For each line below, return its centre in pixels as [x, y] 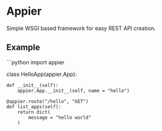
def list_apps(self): [34, 107]
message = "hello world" [60, 118]
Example [23, 47]
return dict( [34, 112]
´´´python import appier [35, 62]
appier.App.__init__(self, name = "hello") [74, 91]
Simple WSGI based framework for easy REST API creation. [81, 28]
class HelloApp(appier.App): [42, 74]
